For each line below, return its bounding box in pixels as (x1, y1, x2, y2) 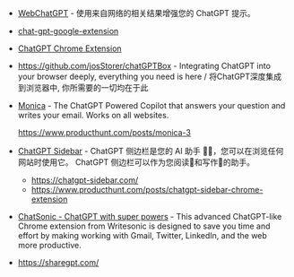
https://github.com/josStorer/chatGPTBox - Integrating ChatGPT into (17, 61, 272, 71)
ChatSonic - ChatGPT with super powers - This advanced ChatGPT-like (17, 212, 282, 221)
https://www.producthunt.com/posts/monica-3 (17, 127, 191, 137)
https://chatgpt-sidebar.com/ (30, 175, 139, 186)
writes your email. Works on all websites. (17, 110, 169, 120)
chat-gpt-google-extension (17, 26, 119, 36)
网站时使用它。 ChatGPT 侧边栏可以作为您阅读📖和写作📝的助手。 (17, 157, 255, 168)
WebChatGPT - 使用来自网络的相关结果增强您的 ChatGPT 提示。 (17, 8, 255, 18)
